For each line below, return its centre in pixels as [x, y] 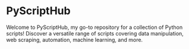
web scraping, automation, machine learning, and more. [75, 40]
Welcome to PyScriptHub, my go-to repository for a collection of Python [94, 27]
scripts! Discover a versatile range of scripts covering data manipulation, [95, 33]
